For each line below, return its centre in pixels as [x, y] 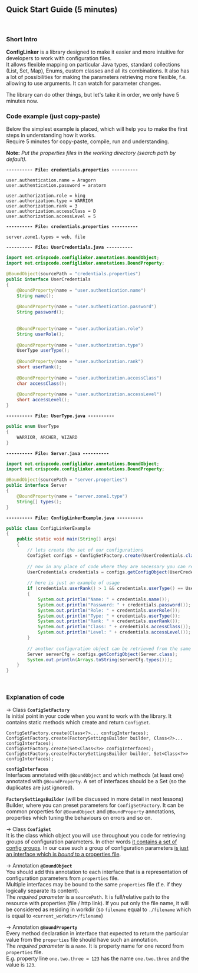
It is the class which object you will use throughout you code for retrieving [96, 836]
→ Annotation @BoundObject [39, 866]
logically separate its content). [43, 891]
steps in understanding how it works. [51, 136]
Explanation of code [35, 697]
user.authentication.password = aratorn [57, 186]
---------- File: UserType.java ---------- [60, 416]
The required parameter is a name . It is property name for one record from [95, 946]
